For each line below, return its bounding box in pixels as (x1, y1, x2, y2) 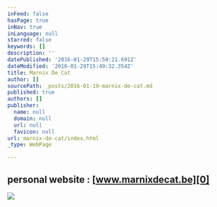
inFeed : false (7, 10, 49, 18)
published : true (7, 89, 55, 96)
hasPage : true (7, 17, 49, 24)
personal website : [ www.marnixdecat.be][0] (7, 173, 210, 185)
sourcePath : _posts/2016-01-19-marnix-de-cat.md (7, 82, 153, 89)
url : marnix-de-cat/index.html (7, 134, 99, 142)
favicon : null (13, 128, 55, 135)
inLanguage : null (7, 30, 58, 37)
